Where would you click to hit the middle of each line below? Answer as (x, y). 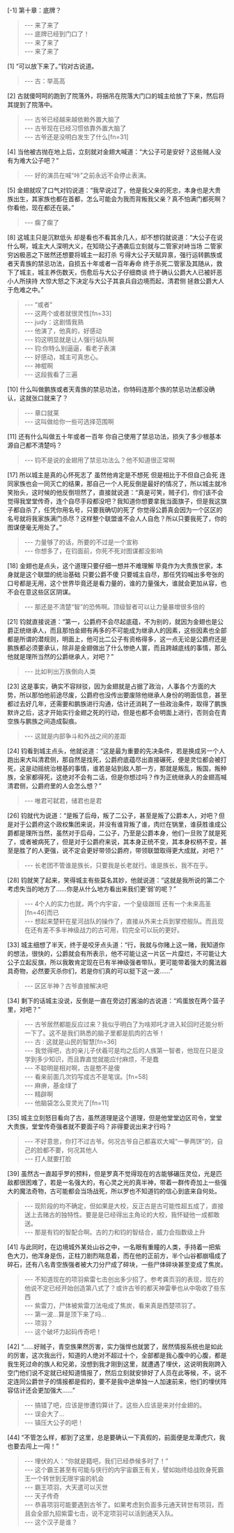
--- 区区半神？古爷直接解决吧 (66, 986)
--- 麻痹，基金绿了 (51, 1085)
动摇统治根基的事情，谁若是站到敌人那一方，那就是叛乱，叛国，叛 (126, 768)
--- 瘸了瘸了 (42, 223)
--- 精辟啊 (39, 1094)
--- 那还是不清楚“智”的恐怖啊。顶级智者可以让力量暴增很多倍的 (115, 607)
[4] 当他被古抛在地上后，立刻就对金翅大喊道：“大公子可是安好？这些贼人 (111, 152)
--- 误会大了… (44, 1414)
